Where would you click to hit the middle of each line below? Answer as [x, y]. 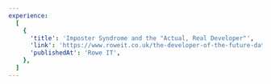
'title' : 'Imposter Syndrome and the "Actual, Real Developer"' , [142, 38]
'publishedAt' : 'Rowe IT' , [75, 53]
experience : [28, 16]
